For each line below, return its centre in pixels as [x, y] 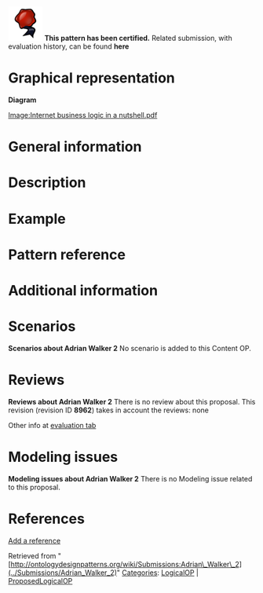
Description [47, 183]
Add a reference [35, 540]
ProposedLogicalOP [40, 580]
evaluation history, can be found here [69, 46]
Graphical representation [91, 78]
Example [37, 219]
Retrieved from [32, 555]
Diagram [22, 100]
